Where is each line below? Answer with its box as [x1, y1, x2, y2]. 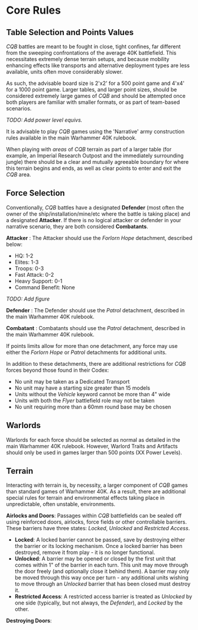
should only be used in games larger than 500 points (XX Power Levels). [6, 449, 182, 456]
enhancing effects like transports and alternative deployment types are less [6, 62, 190, 69]
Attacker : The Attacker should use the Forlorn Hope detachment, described [6, 234, 193, 241]
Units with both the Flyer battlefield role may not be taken [14, 397, 155, 404]
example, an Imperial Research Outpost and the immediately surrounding [6, 152, 184, 159]
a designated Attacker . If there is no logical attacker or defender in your [6, 216, 181, 223]
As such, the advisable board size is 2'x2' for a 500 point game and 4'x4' [6, 80, 185, 87]
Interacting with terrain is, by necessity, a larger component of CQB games [6, 482, 188, 489]
